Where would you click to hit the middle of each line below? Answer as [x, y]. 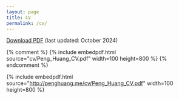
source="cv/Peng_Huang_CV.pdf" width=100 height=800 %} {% [87, 59]
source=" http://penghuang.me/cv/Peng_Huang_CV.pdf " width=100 [90, 83]
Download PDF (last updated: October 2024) [62, 41]
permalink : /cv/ [27, 23]
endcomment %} [27, 65]
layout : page [23, 12]
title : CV [19, 18]
